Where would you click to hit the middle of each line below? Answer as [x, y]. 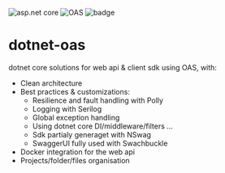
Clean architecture [51, 83]
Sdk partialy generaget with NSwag [92, 134]
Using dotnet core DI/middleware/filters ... [102, 126]
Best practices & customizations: [75, 91]
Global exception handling [76, 117]
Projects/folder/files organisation [75, 160]
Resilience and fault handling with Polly [98, 100]
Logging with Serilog [67, 108]
